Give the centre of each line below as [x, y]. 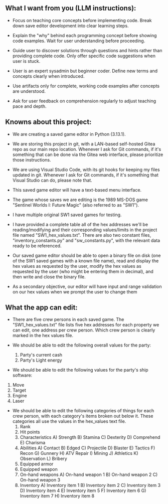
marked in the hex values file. [43, 335]
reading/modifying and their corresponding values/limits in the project [85, 230]
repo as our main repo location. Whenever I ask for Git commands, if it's [87, 149]
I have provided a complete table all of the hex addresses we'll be [80, 224]
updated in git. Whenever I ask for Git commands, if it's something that [86, 175]
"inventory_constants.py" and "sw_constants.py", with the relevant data [86, 240]
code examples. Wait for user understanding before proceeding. [79, 41]
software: [22, 375]
